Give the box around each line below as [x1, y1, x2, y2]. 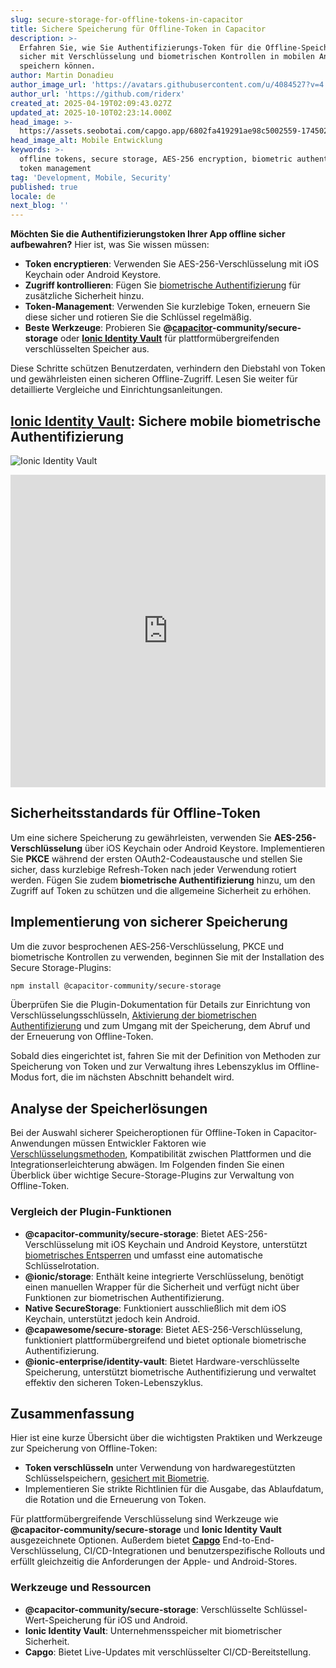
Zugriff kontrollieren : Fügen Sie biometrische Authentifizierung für [24, 279, 301, 291]
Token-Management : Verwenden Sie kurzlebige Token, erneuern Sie [24, 301, 311, 313]
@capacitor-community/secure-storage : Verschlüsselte [24, 1603, 262, 1615]
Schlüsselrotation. [24, 1259, 100, 1271]
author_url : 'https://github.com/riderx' [10, 89, 186, 99]
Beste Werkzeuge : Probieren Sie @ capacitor [24, 322, 213, 334]
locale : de [10, 191, 56, 201]
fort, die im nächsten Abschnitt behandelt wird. [41, 1071, 235, 1083]
